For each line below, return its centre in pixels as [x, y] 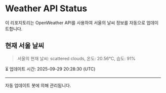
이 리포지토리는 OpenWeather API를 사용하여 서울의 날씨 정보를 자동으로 [75, 23]
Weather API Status [46, 9]
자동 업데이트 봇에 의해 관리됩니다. [38, 85]
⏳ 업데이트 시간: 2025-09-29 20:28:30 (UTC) [50, 69]
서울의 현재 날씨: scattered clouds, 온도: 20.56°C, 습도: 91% [76, 58]
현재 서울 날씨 [25, 46]
